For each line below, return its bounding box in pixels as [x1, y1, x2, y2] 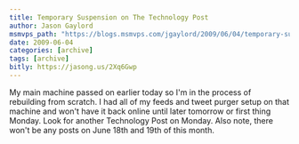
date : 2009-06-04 [9, 37, 74, 47]
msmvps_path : [9, 29, 58, 38]
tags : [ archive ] [9, 54, 69, 63]
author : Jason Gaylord [9, 21, 93, 30]
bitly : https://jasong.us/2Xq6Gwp [9, 63, 138, 72]
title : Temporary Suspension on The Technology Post [9, 12, 209, 22]
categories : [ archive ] [9, 46, 93, 55]
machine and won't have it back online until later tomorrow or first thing [9, 106, 271, 116]
